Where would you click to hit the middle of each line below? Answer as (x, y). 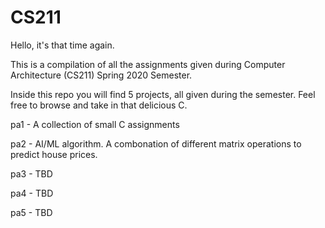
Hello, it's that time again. (62, 45)
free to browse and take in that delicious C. (99, 105)
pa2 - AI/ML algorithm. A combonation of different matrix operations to (156, 143)
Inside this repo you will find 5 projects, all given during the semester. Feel (163, 94)
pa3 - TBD (31, 173)
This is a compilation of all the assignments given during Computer (148, 64)
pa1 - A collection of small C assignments (95, 124)
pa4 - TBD (32, 193)
